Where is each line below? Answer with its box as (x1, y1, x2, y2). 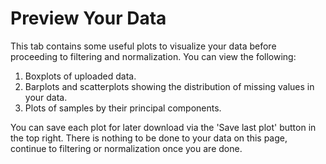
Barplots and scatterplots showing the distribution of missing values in (24, 80, 315, 92)
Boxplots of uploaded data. (24, 70, 137, 82)
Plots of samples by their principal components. (24, 102, 222, 114)
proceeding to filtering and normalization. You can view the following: (10, 50, 297, 62)
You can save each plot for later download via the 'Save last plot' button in (10, 121, 317, 133)
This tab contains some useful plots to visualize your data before (10, 40, 277, 52)
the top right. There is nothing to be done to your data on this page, (10, 132, 288, 144)
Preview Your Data (10, 7, 167, 30)
